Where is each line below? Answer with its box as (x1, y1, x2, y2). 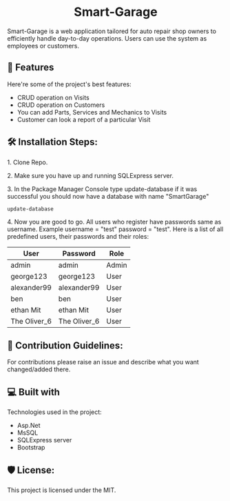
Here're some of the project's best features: (7, 80, 132, 88)
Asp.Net (17, 422, 41, 430)
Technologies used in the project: (7, 408, 102, 416)
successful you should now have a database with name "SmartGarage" (7, 192, 209, 200)
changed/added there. (7, 365, 71, 373)
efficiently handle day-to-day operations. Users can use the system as (7, 34, 207, 42)
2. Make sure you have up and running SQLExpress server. (7, 171, 174, 179)
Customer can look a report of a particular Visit (17, 115, 151, 124)
